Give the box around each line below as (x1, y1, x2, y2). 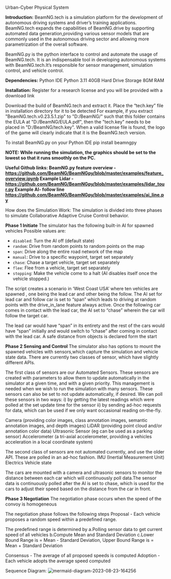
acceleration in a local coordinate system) (5, 439, 93, 445)
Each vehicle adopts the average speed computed (5, 558, 111, 564)
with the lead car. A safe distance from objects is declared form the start (5, 334, 157, 339)
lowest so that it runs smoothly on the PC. (5, 155, 96, 161)
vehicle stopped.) (12, 275, 49, 282)
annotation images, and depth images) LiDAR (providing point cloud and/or (5, 423, 162, 429)
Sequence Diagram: (5, 568, 47, 573)
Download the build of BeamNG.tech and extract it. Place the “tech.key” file (5, 103, 164, 109)
